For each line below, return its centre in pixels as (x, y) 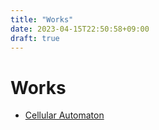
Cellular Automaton (64, 115)
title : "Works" (42, 19)
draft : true (35, 38)
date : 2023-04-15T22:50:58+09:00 (80, 29)
